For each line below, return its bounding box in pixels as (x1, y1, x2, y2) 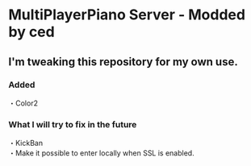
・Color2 (8, 98, 39, 108)
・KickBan (8, 139, 43, 148)
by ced (8, 23, 55, 41)
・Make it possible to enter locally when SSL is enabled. (8, 148, 195, 158)
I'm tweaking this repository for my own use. (8, 55, 238, 68)
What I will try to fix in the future (8, 118, 137, 130)
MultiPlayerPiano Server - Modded (8, 6, 246, 24)
